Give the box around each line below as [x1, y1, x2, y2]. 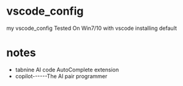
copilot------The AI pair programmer [15, 72, 108, 80]
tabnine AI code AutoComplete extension [15, 66, 119, 73]
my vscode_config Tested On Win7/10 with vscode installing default [6, 24, 177, 32]
